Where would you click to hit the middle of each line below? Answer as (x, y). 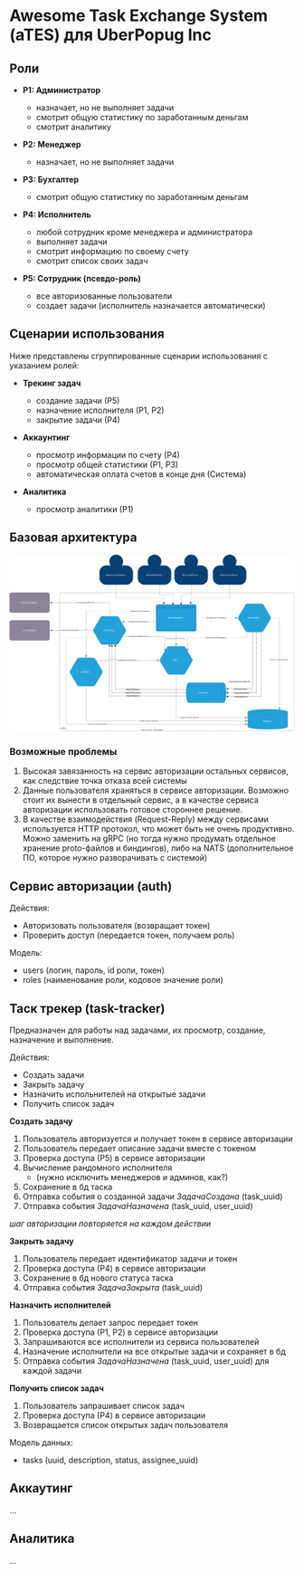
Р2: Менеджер (52, 144)
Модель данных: (42, 1443)
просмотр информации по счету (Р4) (108, 454)
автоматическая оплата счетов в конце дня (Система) (141, 474)
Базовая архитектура (73, 538)
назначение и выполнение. (62, 1040)
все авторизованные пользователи (104, 296)
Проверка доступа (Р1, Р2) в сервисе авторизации (120, 1332)
